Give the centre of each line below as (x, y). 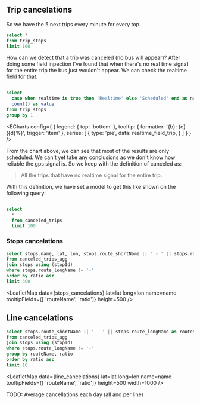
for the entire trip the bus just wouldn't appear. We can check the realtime (97, 71)
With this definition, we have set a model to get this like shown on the (91, 186)
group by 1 (20, 115)
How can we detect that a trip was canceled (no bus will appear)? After (93, 58)
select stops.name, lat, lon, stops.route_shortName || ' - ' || (89, 253)
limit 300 (18, 281)
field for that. (22, 76)
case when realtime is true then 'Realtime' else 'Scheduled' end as (99, 99)
